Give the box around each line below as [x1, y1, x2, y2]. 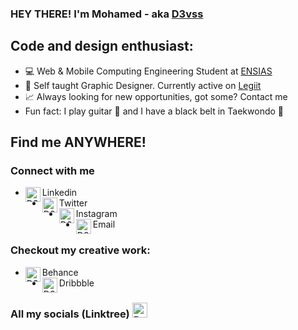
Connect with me [10, 164, 95, 178]
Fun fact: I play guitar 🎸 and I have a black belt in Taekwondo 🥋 [24, 105, 285, 117]
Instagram [75, 208, 118, 220]
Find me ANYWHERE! [10, 134, 147, 151]
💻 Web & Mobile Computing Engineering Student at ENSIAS [24, 65, 273, 77]
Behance [41, 266, 79, 278]
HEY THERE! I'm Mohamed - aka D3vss [10, 7, 204, 21]
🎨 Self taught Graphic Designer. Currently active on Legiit [24, 79, 262, 91]
